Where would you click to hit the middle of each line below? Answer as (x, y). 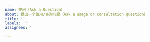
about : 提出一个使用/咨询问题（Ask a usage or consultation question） (76, 14)
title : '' (15, 19)
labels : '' (16, 23)
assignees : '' (20, 28)
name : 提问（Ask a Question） (35, 10)
